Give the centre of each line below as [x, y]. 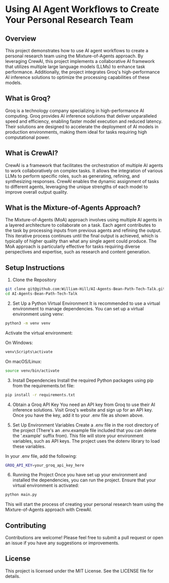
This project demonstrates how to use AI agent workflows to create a [77, 51]
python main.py [21, 495]
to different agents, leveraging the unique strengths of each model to [77, 187]
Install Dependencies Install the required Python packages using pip [83, 380]
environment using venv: [38, 314]
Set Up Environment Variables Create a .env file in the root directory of [86, 425]
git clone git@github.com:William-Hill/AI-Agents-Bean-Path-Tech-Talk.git [85, 289]
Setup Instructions [35, 268]
